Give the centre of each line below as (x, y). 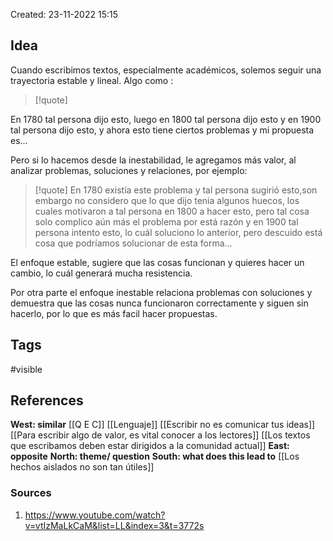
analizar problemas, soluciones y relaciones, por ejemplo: (129, 170)
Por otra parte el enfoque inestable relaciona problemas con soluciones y (161, 292)
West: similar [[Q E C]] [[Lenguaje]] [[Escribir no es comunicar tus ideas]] (163, 425)
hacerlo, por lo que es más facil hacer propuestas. (114, 313)
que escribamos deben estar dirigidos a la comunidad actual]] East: (150, 446)
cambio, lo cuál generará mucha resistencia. (101, 273)
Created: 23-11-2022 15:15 (64, 14)
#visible (26, 369)
